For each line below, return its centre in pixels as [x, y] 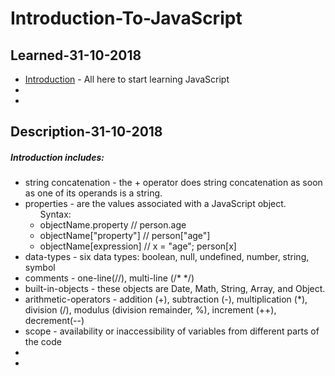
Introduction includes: [57, 157]
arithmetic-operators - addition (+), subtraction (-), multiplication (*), [166, 299]
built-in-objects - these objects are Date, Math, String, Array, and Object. [175, 289]
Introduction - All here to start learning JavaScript [127, 79]
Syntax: [55, 214]
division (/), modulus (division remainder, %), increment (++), [150, 310]
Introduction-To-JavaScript [126, 18]
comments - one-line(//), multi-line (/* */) [109, 278]
